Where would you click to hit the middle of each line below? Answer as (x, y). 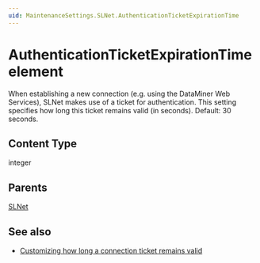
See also (30, 232)
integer (20, 162)
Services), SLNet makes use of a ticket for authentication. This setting (122, 102)
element (36, 71)
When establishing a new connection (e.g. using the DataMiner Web (119, 93)
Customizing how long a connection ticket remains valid (111, 251)
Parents (28, 187)
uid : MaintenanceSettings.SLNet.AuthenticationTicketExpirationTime (124, 15)
